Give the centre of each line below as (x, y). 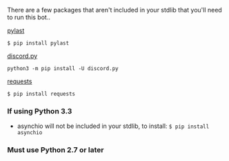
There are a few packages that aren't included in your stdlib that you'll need (114, 10)
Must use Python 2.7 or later (56, 150)
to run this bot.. (29, 17)
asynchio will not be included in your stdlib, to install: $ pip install (113, 126)
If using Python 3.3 (40, 111)
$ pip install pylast (38, 43)
